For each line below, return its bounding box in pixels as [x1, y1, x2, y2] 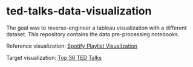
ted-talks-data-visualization [6, 4, 152, 18]
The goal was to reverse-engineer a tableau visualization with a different [6, 24, 187, 31]
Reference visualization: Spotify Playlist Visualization [6, 42, 138, 49]
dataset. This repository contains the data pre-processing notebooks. [6, 30, 180, 37]
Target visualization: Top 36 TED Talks [6, 54, 102, 61]
